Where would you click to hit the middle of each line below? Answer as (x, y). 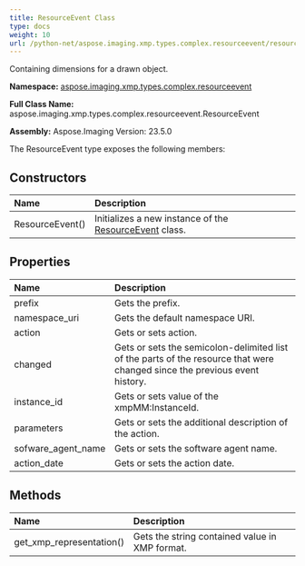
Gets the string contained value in (205, 536)
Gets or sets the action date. (175, 462)
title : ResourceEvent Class (63, 18)
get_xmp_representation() (69, 541)
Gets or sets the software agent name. (196, 448)
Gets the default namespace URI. (185, 317)
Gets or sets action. (156, 333)
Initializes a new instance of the (161, 219)
